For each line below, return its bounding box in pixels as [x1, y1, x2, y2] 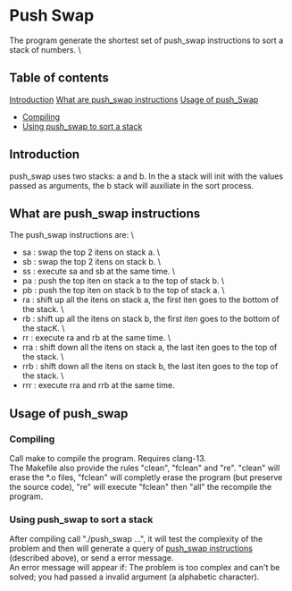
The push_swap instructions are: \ [9, 230, 134, 241]
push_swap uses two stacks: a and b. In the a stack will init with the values [9, 171, 284, 182]
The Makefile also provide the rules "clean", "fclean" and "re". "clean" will [9, 462, 280, 474]
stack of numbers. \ [9, 44, 82, 55]
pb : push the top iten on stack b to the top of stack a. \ [21, 285, 225, 296]
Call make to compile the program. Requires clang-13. [9, 453, 207, 464]
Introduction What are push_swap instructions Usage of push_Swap [9, 94, 259, 105]
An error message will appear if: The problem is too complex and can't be [9, 562, 280, 573]
